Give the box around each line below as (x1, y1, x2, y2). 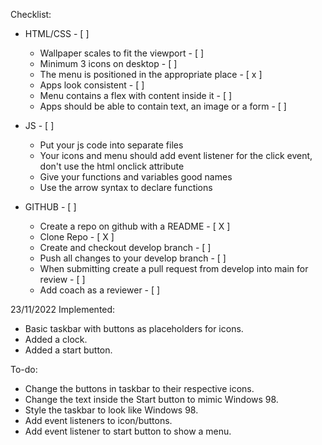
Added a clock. (24, 334, 88, 345)
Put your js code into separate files (39, 139, 184, 151)
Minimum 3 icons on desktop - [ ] (39, 58, 178, 69)
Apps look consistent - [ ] (39, 79, 145, 91)
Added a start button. (24, 344, 113, 356)
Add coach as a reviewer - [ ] (39, 284, 161, 296)
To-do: (10, 364, 38, 375)
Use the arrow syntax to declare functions (39, 182, 213, 193)
